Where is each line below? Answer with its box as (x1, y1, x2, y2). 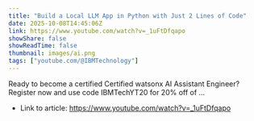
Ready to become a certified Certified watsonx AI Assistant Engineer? (8, 78, 240, 89)
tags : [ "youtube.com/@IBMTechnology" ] (8, 57, 139, 65)
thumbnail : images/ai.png (8, 49, 95, 57)
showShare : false (8, 34, 67, 43)
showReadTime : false (8, 42, 78, 50)
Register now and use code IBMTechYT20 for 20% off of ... (8, 87, 206, 97)
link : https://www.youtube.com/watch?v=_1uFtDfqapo (8, 27, 185, 35)
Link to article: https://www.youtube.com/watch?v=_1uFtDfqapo (19, 102, 231, 113)
